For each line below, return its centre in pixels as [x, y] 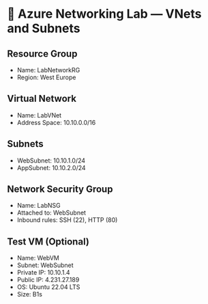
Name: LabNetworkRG [48, 70]
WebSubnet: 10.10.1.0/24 [51, 161]
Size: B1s [30, 294]
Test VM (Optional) [48, 241]
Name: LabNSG [39, 206]
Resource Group [42, 54]
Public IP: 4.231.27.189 [48, 280]
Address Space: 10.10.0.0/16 [56, 122]
